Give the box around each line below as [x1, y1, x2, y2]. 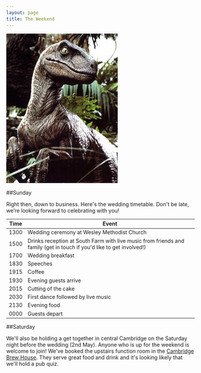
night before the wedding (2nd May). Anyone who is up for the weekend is [6, 341, 190, 348]
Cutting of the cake [28, 285, 75, 292]
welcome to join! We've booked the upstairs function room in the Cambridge [6, 347, 194, 354]
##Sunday [6, 189, 32, 196]
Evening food [28, 302, 60, 309]
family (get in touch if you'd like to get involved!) [28, 243, 147, 250]
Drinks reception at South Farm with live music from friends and [28, 237, 184, 244]
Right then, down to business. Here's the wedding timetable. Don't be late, [6, 200, 190, 207]
